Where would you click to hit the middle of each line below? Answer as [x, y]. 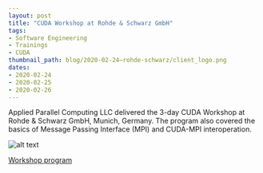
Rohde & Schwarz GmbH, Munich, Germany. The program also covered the [132, 121]
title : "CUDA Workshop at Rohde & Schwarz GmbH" [91, 23]
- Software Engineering [48, 38]
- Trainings [28, 45]
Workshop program [40, 160]
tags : [17, 30]
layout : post [30, 16]
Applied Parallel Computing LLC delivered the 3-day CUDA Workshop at [127, 112]
